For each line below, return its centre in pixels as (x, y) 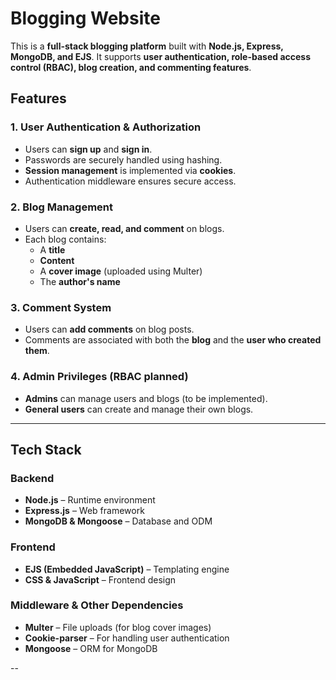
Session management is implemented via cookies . (130, 170)
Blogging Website (85, 18)
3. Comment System (61, 307)
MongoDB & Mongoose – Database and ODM (118, 521)
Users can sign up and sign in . (88, 149)
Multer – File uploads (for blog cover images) (118, 627)
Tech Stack (46, 449)
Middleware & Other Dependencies (97, 605)
